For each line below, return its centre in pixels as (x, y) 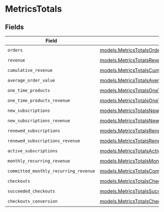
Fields (15, 27)
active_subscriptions (32, 151)
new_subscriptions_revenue (39, 120)
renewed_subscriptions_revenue (44, 141)
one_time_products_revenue (39, 100)
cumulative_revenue (30, 70)
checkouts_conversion (32, 201)
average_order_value (31, 80)
